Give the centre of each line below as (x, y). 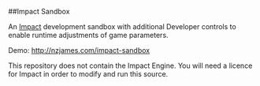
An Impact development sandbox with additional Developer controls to (122, 26)
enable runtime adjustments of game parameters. (88, 35)
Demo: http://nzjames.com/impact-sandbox (79, 50)
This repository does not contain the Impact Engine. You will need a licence (130, 65)
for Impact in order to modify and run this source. (88, 74)
